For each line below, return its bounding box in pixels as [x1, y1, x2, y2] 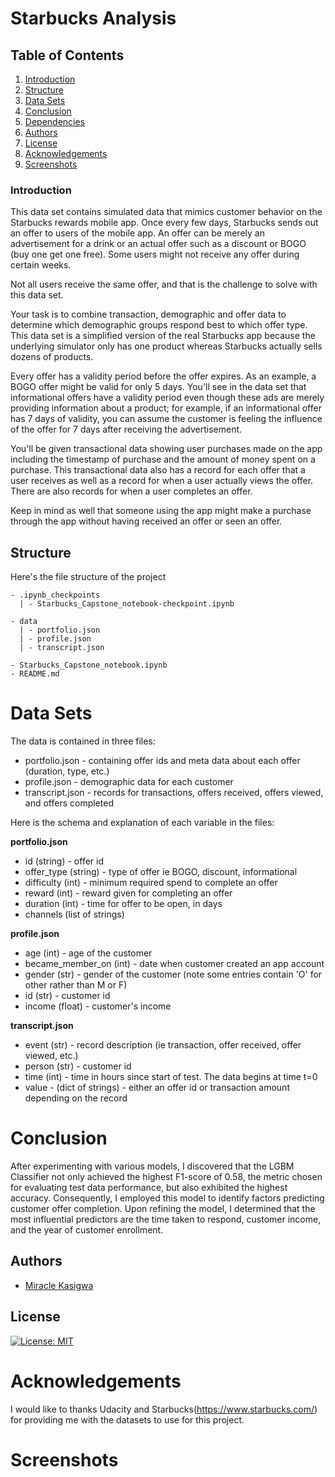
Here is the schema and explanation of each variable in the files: [10, 817, 275, 829]
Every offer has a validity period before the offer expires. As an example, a [10, 370, 317, 382]
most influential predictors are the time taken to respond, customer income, [10, 1213, 322, 1225]
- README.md [10, 669, 60, 679]
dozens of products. [10, 351, 94, 363]
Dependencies [24, 116, 86, 127]
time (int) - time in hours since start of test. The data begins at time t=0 [24, 1071, 318, 1083]
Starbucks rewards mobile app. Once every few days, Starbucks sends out [10, 217, 319, 229]
